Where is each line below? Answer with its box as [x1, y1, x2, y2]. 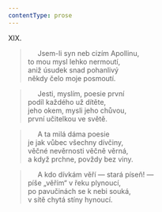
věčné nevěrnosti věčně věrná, [27, 146, 129, 155]
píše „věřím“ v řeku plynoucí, [27, 178, 121, 188]
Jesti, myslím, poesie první [37, 88, 125, 99]
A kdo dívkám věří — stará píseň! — [37, 169, 154, 179]
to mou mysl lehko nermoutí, [27, 57, 121, 66]
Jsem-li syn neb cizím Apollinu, [37, 48, 140, 58]
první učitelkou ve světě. [27, 113, 108, 123]
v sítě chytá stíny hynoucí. [27, 195, 113, 204]
